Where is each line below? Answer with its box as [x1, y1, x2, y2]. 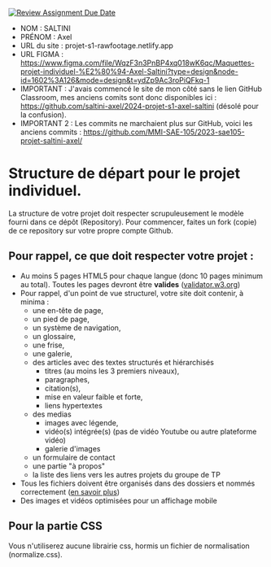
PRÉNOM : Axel [20, 33, 72, 41]
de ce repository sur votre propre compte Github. [8, 225, 173, 235]
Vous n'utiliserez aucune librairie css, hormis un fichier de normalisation [8, 541, 250, 551]
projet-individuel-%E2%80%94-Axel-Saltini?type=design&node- [20, 67, 238, 76]
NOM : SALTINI [20, 24, 71, 33]
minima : [20, 297, 50, 307]
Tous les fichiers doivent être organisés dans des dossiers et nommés [20, 478, 256, 488]
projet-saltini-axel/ [20, 136, 83, 146]
